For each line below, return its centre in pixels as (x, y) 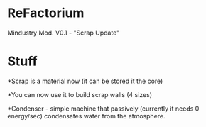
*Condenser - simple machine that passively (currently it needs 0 (103, 109)
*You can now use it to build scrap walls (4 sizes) (80, 94)
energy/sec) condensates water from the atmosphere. (86, 116)
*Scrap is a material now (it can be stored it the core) (85, 81)
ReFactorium (46, 13)
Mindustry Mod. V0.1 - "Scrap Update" (64, 33)
